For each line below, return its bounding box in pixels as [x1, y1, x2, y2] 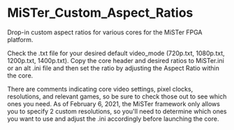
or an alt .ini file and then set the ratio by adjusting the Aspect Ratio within [7, 64, 220, 72]
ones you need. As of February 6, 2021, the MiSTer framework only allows [7, 99, 220, 108]
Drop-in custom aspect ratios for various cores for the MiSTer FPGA [7, 28, 203, 36]
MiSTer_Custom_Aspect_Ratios [7, 5, 193, 21]
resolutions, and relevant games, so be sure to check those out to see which [7, 92, 227, 101]
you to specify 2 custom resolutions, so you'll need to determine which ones [7, 107, 227, 115]
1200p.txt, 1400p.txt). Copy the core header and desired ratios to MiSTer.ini [7, 56, 225, 64]
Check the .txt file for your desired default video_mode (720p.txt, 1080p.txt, [7, 49, 225, 57]
